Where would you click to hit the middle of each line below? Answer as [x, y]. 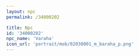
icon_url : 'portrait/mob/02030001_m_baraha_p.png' [70, 44]
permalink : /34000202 [33, 17]
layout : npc [21, 11]
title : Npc [20, 28]
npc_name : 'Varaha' [30, 39]
